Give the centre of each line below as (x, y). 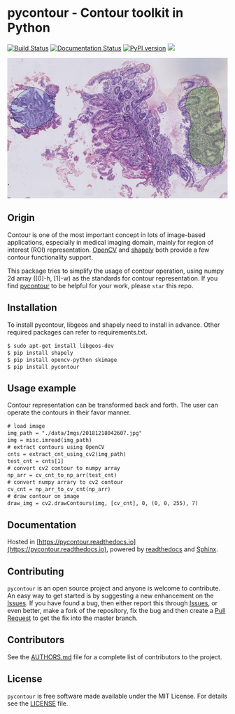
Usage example (42, 388)
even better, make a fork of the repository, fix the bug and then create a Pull (116, 611)
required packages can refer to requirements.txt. (77, 332)
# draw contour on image (43, 497)
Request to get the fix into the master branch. (73, 618)
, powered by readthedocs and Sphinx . (162, 549)
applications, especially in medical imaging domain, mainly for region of (111, 242)
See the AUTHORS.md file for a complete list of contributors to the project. (115, 656)
